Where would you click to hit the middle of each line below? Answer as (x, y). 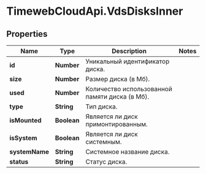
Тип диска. (101, 107)
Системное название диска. (128, 152)
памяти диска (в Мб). (117, 96)
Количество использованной (129, 89)
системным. (104, 142)
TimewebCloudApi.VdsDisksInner (95, 11)
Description (129, 51)
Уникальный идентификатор (128, 61)
